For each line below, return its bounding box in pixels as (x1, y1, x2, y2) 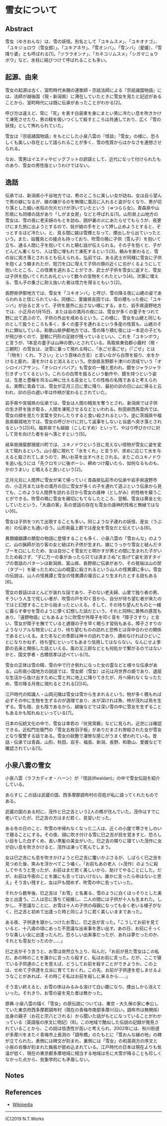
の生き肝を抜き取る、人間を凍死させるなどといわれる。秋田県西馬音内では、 (5, 406, 162, 412)
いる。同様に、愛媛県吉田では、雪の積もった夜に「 (48, 296, 153, 302)
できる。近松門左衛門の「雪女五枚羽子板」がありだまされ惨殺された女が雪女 (5, 726, 162, 732)
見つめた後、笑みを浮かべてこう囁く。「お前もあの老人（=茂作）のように (5, 861, 154, 867)
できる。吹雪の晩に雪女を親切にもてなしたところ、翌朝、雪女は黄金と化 (13, 495, 162, 501)
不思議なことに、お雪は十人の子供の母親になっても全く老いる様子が (18, 902, 158, 908)
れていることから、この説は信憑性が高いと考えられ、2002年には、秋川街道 (5, 1026, 160, 1032)
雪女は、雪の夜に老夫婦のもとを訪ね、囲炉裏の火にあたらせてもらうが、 (5, 217, 153, 223)
